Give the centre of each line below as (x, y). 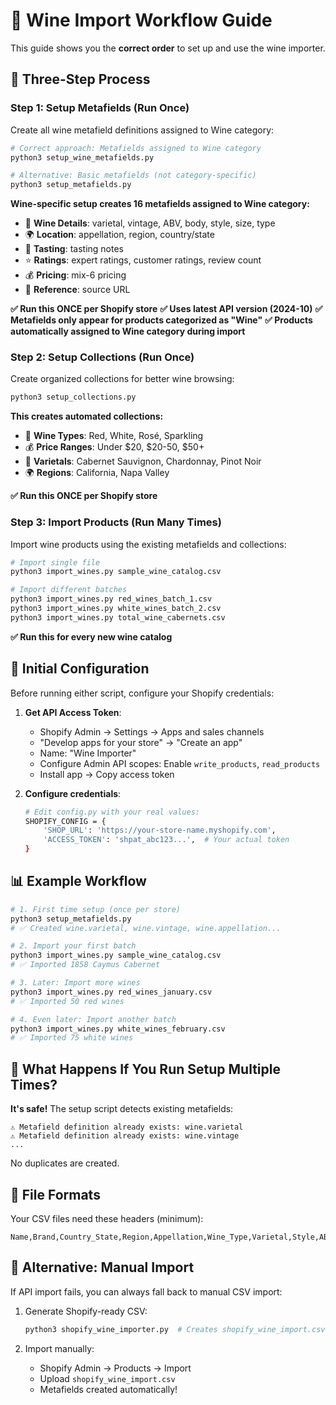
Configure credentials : (73, 793)
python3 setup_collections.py (73, 397)
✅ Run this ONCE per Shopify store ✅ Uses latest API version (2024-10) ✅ (166, 309)
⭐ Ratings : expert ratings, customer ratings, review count (143, 260)
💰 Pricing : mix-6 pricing (75, 275)
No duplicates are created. (65, 1163)
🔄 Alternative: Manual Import (102, 1267)
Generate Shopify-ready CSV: (86, 1311)
